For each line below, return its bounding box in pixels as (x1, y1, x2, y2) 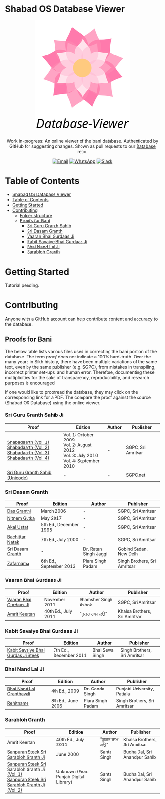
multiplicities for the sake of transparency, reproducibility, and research (5, 374, 150, 380)
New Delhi (117, 551, 139, 557)
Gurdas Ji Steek (7, 652, 39, 658)
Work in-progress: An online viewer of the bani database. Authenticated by (6, 138, 159, 144)
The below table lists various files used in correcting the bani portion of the (5, 348, 157, 354)
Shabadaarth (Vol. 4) (7, 455, 50, 461)
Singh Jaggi (83, 551, 108, 557)
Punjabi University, (116, 686, 155, 691)
